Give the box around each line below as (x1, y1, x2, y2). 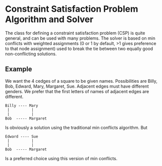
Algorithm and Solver (5, 14, 94, 25)
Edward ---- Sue (5, 134, 38, 139)
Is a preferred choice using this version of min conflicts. (5, 155, 117, 161)
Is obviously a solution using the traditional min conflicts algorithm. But (5, 124, 148, 130)
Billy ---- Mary (5, 103, 38, 108)
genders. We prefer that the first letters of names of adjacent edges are (5, 88, 149, 94)
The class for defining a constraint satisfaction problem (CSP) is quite (5, 30, 145, 36)
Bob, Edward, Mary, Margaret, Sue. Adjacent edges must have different (5, 83, 149, 89)
